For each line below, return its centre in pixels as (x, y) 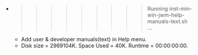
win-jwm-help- (166, 15)
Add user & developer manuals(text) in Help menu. (84, 39)
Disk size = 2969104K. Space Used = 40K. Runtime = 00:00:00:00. (104, 45)
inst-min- (180, 9)
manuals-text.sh (168, 21)
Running (158, 9)
